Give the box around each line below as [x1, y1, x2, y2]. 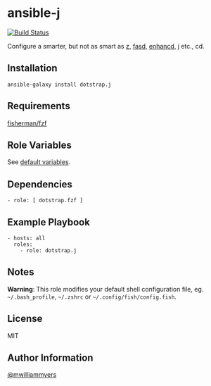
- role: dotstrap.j [20, 247, 77, 254]
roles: [13, 241, 33, 248]
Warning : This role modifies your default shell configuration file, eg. [7, 285, 204, 293]
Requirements [7, 100, 70, 112]
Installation [7, 62, 58, 75]
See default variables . [7, 158, 71, 166]
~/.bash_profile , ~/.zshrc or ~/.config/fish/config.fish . [7, 292, 177, 301]
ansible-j [7, 5, 60, 21]
